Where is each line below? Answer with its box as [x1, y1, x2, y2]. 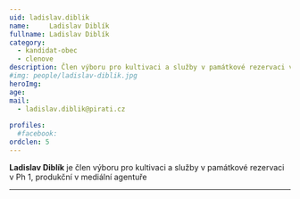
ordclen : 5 [9, 137, 50, 146]
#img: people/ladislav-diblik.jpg [9, 71, 138, 80]
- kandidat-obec [17, 46, 78, 55]
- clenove [17, 54, 54, 63]
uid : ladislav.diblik [9, 12, 90, 22]
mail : [9, 95, 29, 105]
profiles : [9, 121, 46, 130]
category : [9, 37, 46, 47]
